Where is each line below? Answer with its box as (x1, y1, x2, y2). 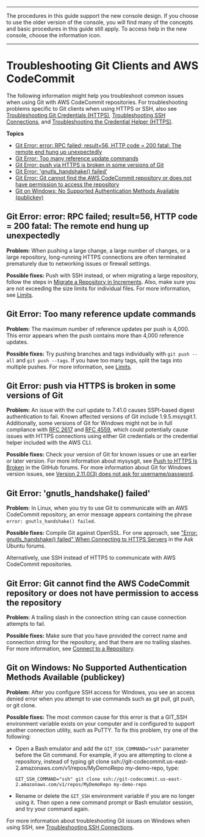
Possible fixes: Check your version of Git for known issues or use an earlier (6, 451, 197, 458)
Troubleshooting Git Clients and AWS (6, 59, 199, 73)
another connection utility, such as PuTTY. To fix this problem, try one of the (6, 726, 198, 734)
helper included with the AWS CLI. (6, 439, 93, 447)
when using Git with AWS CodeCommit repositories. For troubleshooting (6, 99, 188, 106)
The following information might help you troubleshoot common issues (6, 92, 184, 99)
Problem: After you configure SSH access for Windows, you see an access (6, 688, 195, 696)
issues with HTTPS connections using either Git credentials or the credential (6, 433, 198, 440)
